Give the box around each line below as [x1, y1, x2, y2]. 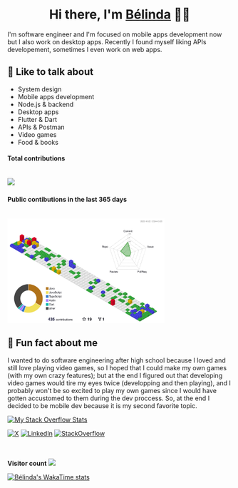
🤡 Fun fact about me [7, 337, 98, 349]
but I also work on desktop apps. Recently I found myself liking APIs [7, 37, 207, 46]
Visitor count [7, 459, 47, 467]
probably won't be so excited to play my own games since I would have [7, 386, 217, 395]
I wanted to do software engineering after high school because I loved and [7, 356, 226, 365]
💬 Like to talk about [7, 66, 94, 78]
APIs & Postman [17, 123, 66, 131]
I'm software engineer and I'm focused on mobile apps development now [7, 30, 222, 39]
